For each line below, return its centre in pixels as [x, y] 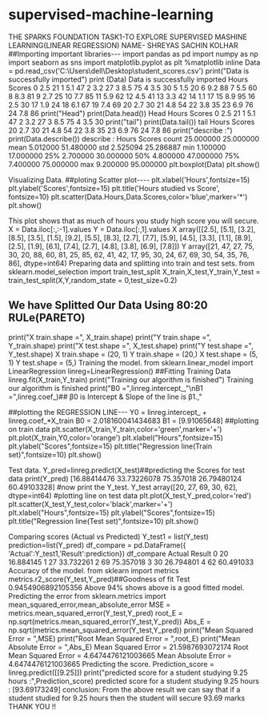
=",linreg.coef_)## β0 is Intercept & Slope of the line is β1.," [105, 397]
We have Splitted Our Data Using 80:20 [108, 305]
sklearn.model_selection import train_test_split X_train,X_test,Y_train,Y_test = [134, 271]
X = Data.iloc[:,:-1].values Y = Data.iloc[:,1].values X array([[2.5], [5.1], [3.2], [132, 229]
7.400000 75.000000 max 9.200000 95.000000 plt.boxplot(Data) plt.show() [134, 164]
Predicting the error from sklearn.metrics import [87, 596]
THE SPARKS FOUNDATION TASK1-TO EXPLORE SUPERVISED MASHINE [128, 37]
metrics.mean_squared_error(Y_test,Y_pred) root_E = [96, 612]
